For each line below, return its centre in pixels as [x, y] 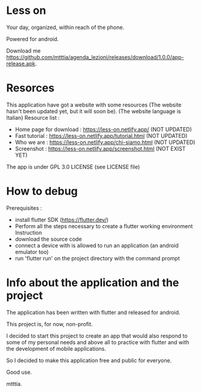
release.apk [21, 64]
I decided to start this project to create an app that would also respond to [97, 336]
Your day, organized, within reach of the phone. [65, 27]
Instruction [28, 232]
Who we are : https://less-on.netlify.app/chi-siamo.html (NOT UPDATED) [105, 142]
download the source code [48, 239]
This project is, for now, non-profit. [49, 324]
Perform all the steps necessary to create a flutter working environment [104, 226]
